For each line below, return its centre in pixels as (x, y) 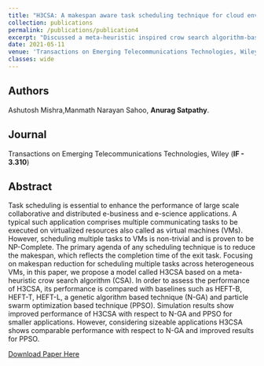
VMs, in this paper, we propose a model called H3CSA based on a (115, 273)
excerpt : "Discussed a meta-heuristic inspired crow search (109, 37)
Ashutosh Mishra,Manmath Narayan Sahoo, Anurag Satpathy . (109, 110)
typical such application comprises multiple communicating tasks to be (123, 222)
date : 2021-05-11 (37, 45)
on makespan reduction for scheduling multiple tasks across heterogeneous (131, 264)
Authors (29, 91)
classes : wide (31, 60)
